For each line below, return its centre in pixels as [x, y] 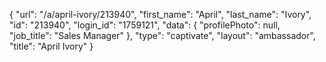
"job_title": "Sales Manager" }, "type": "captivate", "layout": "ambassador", [162, 35]
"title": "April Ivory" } [51, 46]
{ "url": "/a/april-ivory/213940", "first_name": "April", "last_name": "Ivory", [160, 14]
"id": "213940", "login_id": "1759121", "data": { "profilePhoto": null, [145, 25]
